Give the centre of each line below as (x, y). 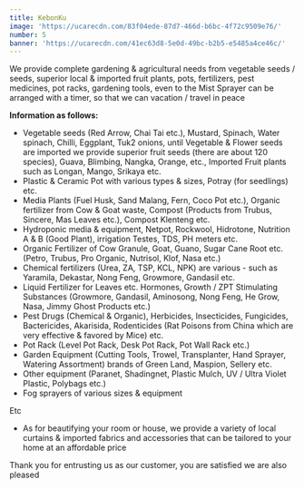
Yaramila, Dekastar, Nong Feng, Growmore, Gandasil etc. (129, 278)
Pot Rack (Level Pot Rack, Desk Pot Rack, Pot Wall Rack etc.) (136, 345)
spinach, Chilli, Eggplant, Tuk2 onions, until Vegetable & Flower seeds (152, 142)
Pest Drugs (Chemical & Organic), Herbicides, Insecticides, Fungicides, (155, 316)
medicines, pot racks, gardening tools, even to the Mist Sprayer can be (142, 88)
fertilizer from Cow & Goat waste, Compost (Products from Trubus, (147, 210)
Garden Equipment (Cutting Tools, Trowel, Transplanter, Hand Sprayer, (154, 355)
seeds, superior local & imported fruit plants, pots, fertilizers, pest (132, 79)
